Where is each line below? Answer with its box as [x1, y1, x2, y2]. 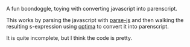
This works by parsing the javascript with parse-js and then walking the [6, 17, 184, 23]
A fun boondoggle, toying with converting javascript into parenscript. [6, 5, 178, 12]
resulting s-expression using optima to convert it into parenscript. [6, 23, 169, 30]
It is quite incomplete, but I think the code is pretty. [6, 35, 133, 41]
